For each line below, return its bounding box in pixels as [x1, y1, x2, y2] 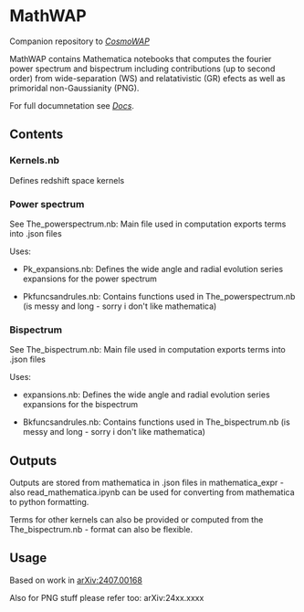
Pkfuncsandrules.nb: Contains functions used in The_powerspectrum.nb [22, 290, 296, 301]
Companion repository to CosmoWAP [9, 36, 151, 47]
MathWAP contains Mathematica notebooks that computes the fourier [9, 53, 272, 64]
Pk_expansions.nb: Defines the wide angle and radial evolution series [22, 263, 284, 274]
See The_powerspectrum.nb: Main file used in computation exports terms [9, 218, 287, 229]
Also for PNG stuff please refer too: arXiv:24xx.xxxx [9, 592, 204, 603]
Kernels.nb [9, 154, 60, 167]
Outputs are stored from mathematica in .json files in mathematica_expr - [9, 477, 285, 489]
